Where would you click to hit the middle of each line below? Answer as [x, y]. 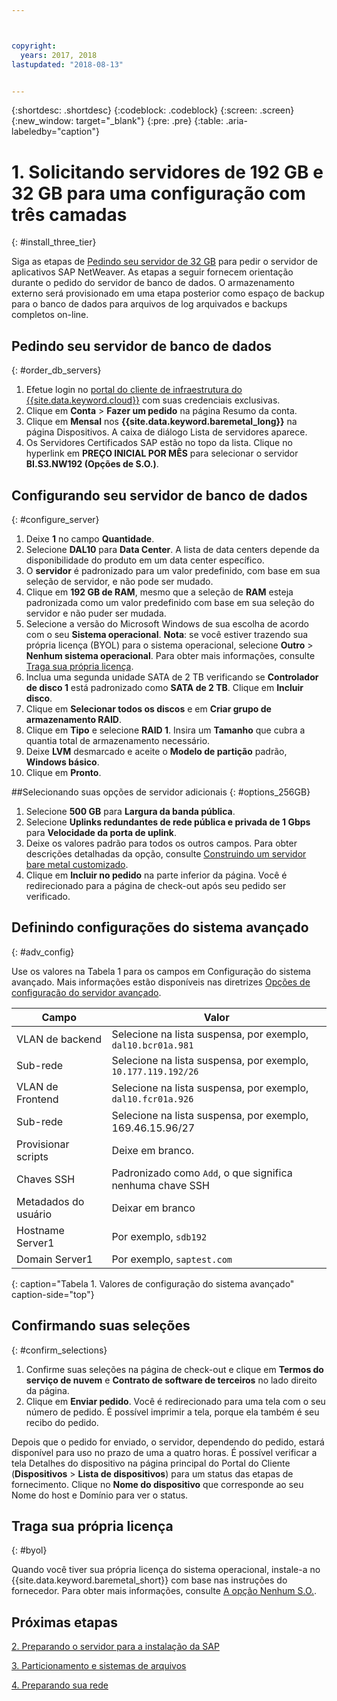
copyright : [34, 46]
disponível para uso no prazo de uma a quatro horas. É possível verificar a [164, 1452]
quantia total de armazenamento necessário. [118, 740]
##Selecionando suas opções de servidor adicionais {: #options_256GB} [161, 792]
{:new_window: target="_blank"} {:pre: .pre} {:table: [117, 121]
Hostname [40, 1230]
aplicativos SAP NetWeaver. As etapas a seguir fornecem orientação [152, 272]
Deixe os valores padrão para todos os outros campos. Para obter [161, 843]
